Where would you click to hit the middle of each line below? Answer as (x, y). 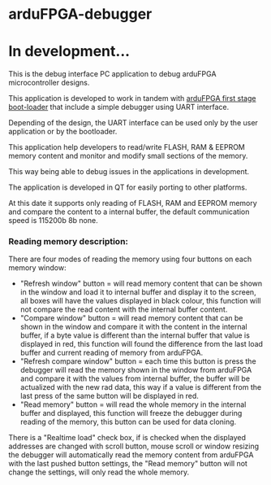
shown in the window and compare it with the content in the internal (133, 327)
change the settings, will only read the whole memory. (99, 472)
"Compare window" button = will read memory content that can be (131, 318)
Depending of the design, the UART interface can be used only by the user (133, 123)
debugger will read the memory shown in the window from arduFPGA (136, 370)
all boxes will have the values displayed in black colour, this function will (140, 301)
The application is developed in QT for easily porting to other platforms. (128, 187)
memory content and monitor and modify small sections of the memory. (128, 156)
